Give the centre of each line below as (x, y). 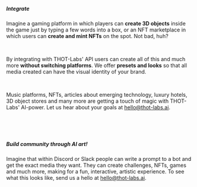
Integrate (18, 8)
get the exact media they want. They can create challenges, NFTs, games (96, 165)
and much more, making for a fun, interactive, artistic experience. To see (95, 171)
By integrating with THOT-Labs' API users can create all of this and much (96, 59)
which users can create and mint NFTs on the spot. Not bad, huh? (87, 36)
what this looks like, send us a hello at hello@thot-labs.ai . (76, 178)
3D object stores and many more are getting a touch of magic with (87, 101)
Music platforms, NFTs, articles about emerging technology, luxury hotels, (97, 94)
